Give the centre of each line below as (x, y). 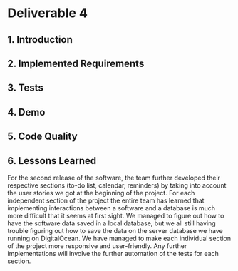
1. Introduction (40, 40)
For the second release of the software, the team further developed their (114, 178)
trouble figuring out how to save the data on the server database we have (115, 230)
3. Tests (26, 88)
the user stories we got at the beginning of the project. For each (101, 193)
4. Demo (26, 112)
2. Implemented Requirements (76, 63)
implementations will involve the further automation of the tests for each (113, 253)
